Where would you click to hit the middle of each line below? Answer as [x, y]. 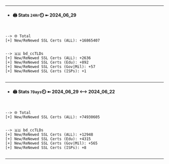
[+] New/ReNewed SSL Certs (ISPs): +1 [46, 71]
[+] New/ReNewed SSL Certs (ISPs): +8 [46, 148]
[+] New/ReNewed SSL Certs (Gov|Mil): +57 [50, 67]
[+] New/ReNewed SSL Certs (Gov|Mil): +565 [52, 143]
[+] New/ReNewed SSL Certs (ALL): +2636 [48, 58]
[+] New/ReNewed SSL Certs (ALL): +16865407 [53, 40]
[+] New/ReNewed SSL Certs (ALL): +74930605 [53, 117]
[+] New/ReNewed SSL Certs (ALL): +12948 [49, 135]
